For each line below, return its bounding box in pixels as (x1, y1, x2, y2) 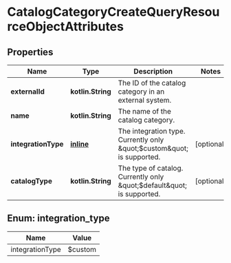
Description (133, 67, 173, 76)
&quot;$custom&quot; (118, 144, 189, 153)
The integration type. (118, 127, 186, 136)
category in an (118, 87, 165, 96)
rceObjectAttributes (7, 19, 124, 34)
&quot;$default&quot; (118, 180, 188, 190)
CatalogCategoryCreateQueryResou (7, 4, 220, 20)
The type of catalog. (118, 163, 184, 173)
